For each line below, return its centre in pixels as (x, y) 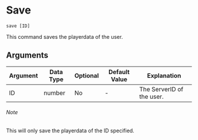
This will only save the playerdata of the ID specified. (70, 131)
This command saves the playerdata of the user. (65, 36)
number (55, 93)
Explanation (164, 75)
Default (119, 72)
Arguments (27, 56)
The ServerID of (161, 89)
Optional (87, 75)
